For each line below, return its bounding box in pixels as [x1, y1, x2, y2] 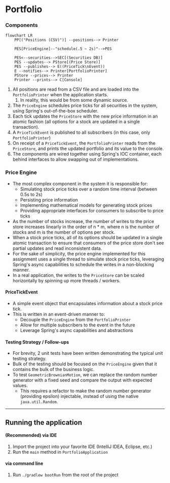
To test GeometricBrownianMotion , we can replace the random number [12, 371, 158, 378]
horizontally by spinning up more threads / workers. [12, 277, 120, 283]
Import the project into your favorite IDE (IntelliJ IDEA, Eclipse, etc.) [12, 443, 153, 450]
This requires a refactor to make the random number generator [20, 388, 151, 394]
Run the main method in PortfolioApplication [12, 449, 108, 455]
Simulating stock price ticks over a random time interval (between [20, 186, 157, 192]
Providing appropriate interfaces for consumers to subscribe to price [20, 207, 163, 213]
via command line [5, 460, 44, 467]
